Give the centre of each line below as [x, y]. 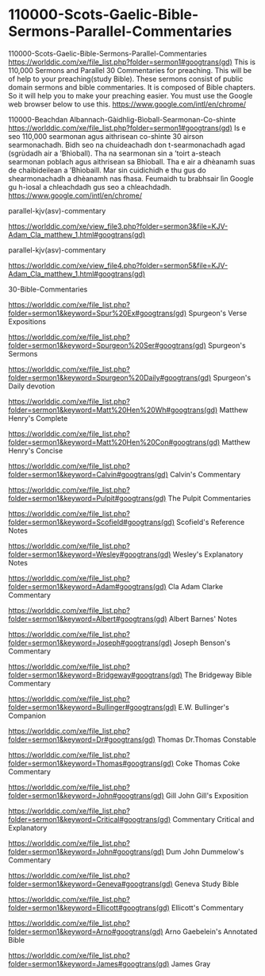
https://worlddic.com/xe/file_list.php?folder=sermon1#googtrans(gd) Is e [127, 128]
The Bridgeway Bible [218, 675]
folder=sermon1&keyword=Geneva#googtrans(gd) [90, 884]
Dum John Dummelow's [205, 851]
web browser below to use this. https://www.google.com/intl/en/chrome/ [127, 104]
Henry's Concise [36, 450]
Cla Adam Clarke [196, 586]
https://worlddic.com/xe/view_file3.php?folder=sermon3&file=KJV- [118, 226]
